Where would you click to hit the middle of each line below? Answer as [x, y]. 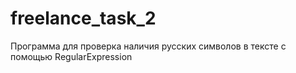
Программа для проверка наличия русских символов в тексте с [148, 46]
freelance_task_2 [83, 18]
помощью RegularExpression [71, 56]
